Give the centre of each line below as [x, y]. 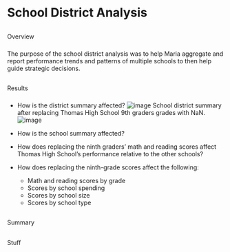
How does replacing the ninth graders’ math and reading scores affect [117, 147]
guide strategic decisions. [44, 68]
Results [18, 88]
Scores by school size [59, 195]
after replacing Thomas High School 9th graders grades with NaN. [111, 112]
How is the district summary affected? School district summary [119, 105]
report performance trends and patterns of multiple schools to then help [109, 61]
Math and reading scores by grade [76, 180]
